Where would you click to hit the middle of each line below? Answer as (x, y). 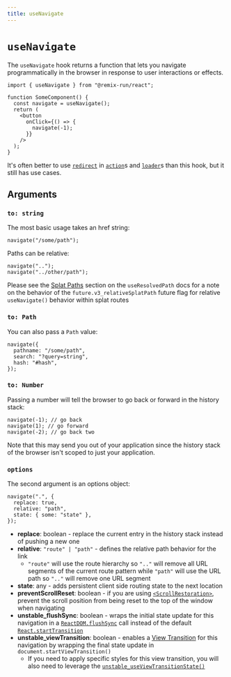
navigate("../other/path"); (48, 273)
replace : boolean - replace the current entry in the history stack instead (120, 534)
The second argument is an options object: (69, 484)
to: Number (25, 385)
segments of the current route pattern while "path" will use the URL (124, 571)
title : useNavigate (35, 14)
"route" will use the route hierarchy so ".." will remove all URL (118, 564)
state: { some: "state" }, (53, 515)
